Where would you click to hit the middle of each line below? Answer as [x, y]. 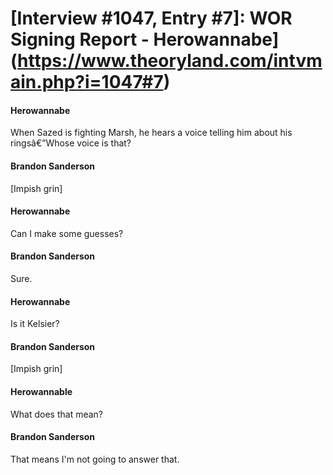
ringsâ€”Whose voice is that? [71, 143]
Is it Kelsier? [35, 324]
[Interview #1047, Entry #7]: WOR [151, 18]
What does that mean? [56, 414]
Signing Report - [80, 39]
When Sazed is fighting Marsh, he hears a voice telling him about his [151, 133]
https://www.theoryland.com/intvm [170, 61]
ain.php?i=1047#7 [87, 82]
